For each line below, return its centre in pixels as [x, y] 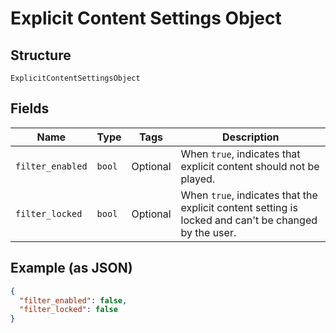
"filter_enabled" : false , [73, 300]
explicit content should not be [250, 166]
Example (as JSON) [71, 268]
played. [198, 179]
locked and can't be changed [249, 220]
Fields [30, 108]
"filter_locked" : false [68, 310]
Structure [41, 55]
